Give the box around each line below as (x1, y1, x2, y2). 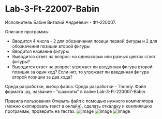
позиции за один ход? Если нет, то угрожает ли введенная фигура (12, 69, 149, 74)
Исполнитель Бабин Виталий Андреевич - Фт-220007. (5, 19, 117, 25)
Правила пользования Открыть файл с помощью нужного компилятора (5, 98, 154, 104)
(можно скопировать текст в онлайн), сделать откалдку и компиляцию (5, 103, 152, 109)
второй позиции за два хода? (12, 74, 73, 80)
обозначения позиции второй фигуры (12, 43, 90, 49)
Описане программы (5, 29, 49, 34)
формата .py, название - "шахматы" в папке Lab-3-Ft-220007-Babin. (5, 89, 147, 94)
